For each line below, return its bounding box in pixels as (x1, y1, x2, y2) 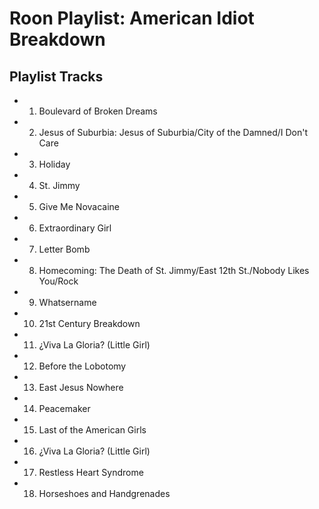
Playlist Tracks (9, 68, 104, 85)
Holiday (38, 158, 71, 170)
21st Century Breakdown (38, 318, 141, 329)
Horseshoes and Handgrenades (38, 488, 171, 499)
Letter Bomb (38, 243, 91, 255)
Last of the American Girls (38, 424, 147, 436)
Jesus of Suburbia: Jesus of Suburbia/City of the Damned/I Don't (38, 127, 309, 138)
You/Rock (38, 275, 79, 287)
